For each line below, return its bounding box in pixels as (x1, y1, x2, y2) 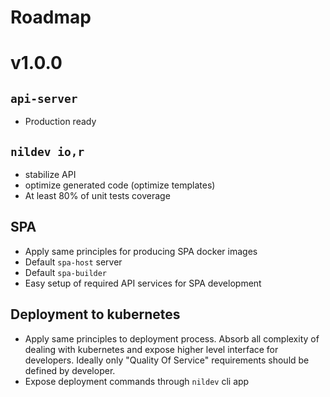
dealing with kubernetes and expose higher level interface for (24, 343, 279, 355)
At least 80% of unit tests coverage (24, 190, 171, 201)
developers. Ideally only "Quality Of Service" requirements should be (24, 354, 310, 366)
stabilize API (24, 169, 77, 180)
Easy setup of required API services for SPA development (24, 277, 262, 289)
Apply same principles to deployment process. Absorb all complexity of (24, 332, 320, 345)
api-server (10, 91, 78, 106)
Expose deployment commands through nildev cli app (24, 375, 250, 387)
